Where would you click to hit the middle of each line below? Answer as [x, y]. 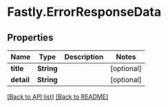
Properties [30, 38]
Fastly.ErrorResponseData [84, 12]
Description [84, 57]
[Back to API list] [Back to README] [58, 97]
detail [20, 80]
